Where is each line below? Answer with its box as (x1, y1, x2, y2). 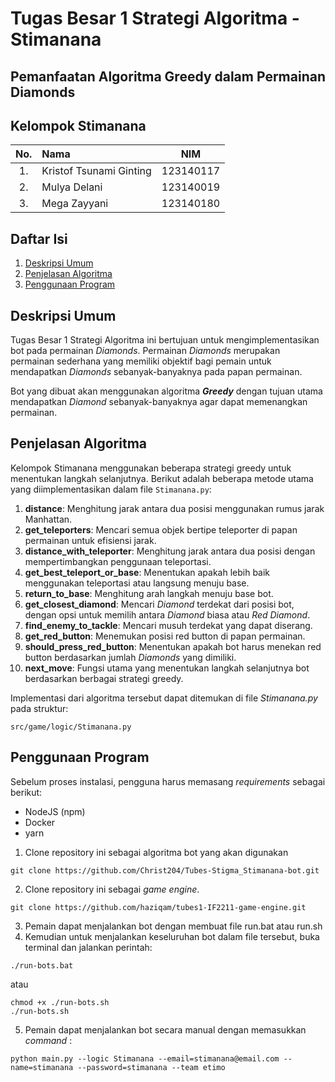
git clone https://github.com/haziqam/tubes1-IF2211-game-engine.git (10, 902, 307, 912)
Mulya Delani (41, 180, 103, 194)
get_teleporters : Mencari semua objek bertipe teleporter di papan (24, 523, 298, 536)
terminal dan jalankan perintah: (24, 941, 153, 953)
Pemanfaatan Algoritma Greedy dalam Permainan (10, 68, 326, 85)
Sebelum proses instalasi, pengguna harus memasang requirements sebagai (10, 775, 326, 787)
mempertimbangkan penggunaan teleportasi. (24, 555, 212, 567)
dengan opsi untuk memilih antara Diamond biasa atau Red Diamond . (24, 608, 311, 621)
